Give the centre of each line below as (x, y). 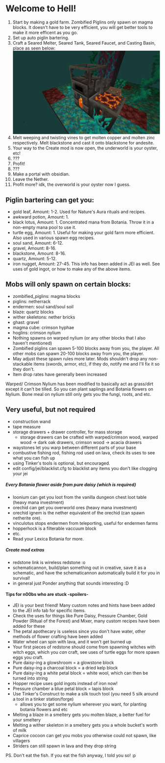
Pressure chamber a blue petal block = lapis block (63, 689)
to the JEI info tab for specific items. (49, 610)
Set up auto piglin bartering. (41, 38)
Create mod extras (25, 550)
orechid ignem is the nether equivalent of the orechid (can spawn (79, 513)
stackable (23, 364)
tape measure (27, 426)
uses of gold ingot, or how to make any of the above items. (72, 269)
